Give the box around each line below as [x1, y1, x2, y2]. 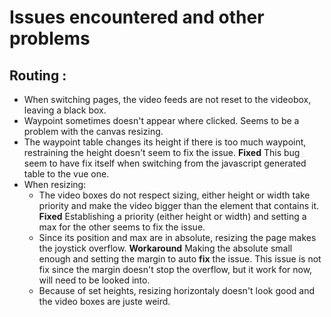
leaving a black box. [23, 104, 107, 116]
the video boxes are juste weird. [38, 296, 171, 307]
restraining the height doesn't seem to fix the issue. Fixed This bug [23, 147, 301, 158]
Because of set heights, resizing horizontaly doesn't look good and [38, 285, 315, 296]
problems [9, 27, 91, 50]
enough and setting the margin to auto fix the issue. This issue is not [38, 253, 322, 265]
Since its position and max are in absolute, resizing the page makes [38, 232, 317, 243]
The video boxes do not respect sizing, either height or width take [38, 189, 311, 201]
